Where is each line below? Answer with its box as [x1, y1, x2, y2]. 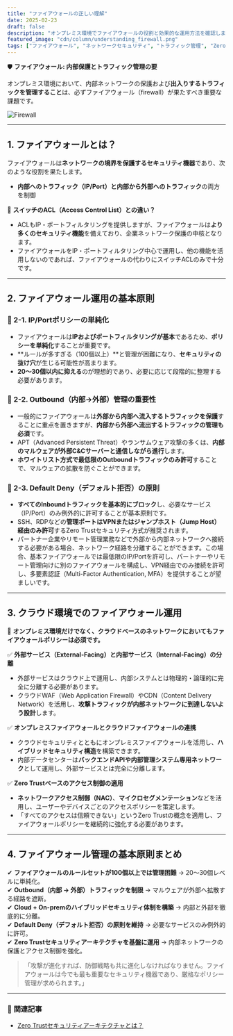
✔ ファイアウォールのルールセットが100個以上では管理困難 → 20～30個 [7, 868, 214, 876]
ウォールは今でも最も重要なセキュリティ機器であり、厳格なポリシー [30, 970, 225, 978]
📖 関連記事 [7, 1004, 43, 1014]
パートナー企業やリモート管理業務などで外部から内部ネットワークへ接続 [17, 535, 224, 543]
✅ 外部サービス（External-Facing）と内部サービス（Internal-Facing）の [7, 650, 216, 659]
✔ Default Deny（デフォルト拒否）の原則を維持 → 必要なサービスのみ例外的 [7, 920, 226, 928]
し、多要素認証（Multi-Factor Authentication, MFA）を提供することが [17, 570, 216, 578]
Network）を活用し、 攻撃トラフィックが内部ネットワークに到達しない [17, 700, 218, 708]
